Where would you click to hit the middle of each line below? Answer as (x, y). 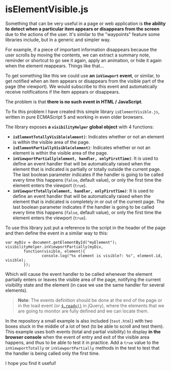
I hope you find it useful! (31, 363)
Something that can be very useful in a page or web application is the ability (85, 23)
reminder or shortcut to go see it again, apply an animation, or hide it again (83, 60)
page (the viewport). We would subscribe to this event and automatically (81, 86)
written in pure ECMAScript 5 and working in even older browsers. (75, 117)
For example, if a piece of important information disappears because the (81, 49)
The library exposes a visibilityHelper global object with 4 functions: (80, 127)
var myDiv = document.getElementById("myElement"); (61, 242)
